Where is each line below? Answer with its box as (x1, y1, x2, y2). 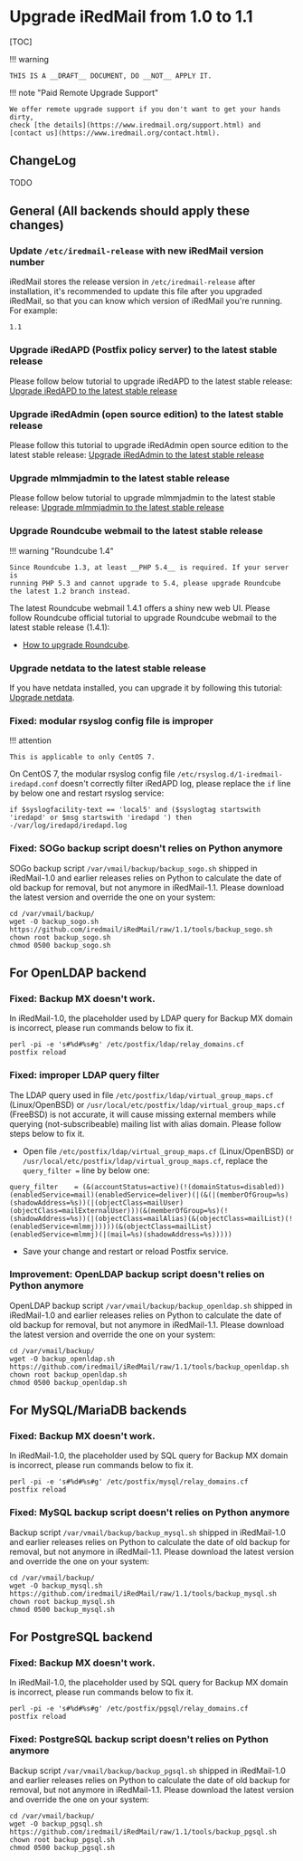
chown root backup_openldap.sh (9, 1370, 128, 1379)
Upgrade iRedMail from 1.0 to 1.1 (9, 6, 253, 27)
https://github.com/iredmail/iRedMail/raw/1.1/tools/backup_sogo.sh (9, 925, 273, 934)
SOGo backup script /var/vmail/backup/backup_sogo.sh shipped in (9, 863, 258, 873)
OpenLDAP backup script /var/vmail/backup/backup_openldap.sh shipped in (9, 1300, 293, 1311)
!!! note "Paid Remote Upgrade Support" (9, 87, 159, 98)
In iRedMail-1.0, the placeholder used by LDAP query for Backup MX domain (9, 1013, 293, 1024)
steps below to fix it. (9, 1128, 85, 1139)
